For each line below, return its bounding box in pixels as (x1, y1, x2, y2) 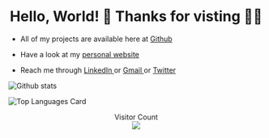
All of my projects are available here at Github (19, 34, 173, 44)
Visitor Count (114, 112, 158, 122)
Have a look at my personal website (19, 49, 139, 59)
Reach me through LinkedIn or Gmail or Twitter (19, 65, 177, 75)
